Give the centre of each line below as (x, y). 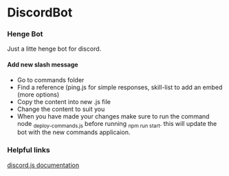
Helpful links (29, 150)
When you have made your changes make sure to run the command (113, 116)
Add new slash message (43, 65)
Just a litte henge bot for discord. (54, 49)
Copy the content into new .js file (64, 101)
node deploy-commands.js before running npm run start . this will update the (117, 124)
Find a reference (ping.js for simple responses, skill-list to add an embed (120, 87)
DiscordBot (40, 13)
